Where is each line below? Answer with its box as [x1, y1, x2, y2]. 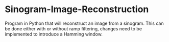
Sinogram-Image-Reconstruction [5, 4, 149, 15]
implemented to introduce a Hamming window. [5, 31, 103, 37]
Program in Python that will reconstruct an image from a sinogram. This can [5, 20, 164, 26]
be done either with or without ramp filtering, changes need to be [5, 25, 142, 31]
